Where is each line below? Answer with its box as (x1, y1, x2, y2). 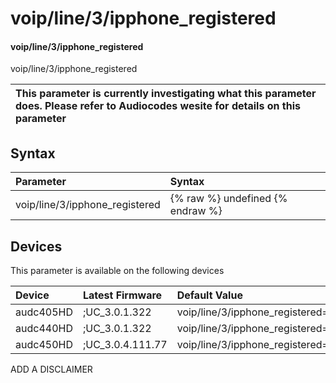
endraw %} (169, 204, 223, 218)
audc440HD (15, 322, 73, 336)
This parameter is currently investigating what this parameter (15, 87, 317, 101)
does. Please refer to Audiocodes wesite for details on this (15, 99, 301, 113)
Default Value (176, 288, 243, 302)
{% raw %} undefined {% (169, 192, 288, 206)
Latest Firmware (82, 288, 163, 302)
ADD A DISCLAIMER (10, 363, 93, 376)
